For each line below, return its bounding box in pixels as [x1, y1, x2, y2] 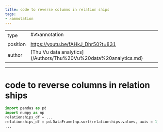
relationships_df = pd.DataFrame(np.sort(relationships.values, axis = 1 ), [5, 119, 162, 124]
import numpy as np [5, 110, 45, 115]
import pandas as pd [5, 106, 47, 111]
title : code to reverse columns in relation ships [5, 7, 110, 12]
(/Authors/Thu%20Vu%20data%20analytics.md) [30, 55, 143, 62]
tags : [5, 12, 16, 16]
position [7, 41, 26, 48]
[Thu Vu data [30, 49, 61, 56]
